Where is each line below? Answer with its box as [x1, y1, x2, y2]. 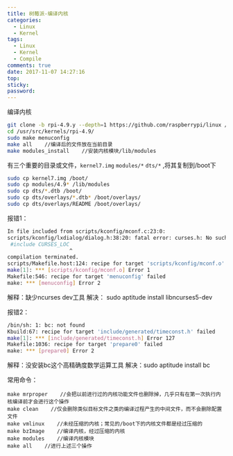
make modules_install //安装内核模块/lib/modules [7, 147, 157, 154]
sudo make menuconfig [7, 134, 70, 141]
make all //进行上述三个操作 [7, 443, 92, 450]
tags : [7, 36, 23, 43]
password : [7, 88, 36, 95]
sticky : [7, 81, 30, 88]
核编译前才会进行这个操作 [7, 398, 69, 405]
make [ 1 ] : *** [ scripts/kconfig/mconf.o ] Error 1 [7, 267, 150, 274]
